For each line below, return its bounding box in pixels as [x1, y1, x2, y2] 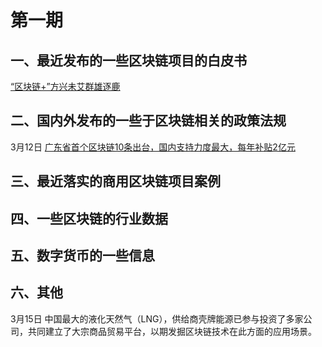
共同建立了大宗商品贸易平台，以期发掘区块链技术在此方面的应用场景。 [27, 325, 317, 337]
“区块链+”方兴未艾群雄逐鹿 [10, 81, 121, 92]
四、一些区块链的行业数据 [10, 210, 168, 227]
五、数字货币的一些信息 [10, 247, 155, 264]
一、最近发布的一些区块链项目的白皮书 [10, 52, 247, 69]
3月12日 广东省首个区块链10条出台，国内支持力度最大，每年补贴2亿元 [10, 141, 296, 153]
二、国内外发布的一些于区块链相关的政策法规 [10, 112, 287, 130]
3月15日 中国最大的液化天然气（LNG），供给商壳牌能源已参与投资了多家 [10, 312, 304, 325]
